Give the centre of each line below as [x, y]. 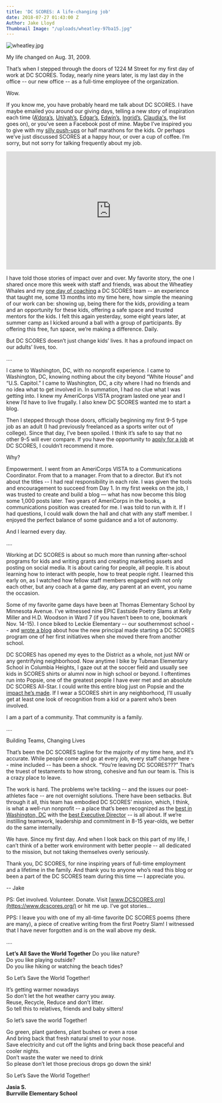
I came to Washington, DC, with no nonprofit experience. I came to [88, 370]
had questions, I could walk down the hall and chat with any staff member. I [99, 514]
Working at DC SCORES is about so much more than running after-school [96, 555]
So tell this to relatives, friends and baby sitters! [65, 1009]
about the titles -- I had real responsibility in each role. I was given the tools [99, 482]
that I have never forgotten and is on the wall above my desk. [81, 930]
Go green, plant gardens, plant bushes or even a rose [72, 1032]
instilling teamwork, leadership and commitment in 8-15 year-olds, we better [100, 821]
